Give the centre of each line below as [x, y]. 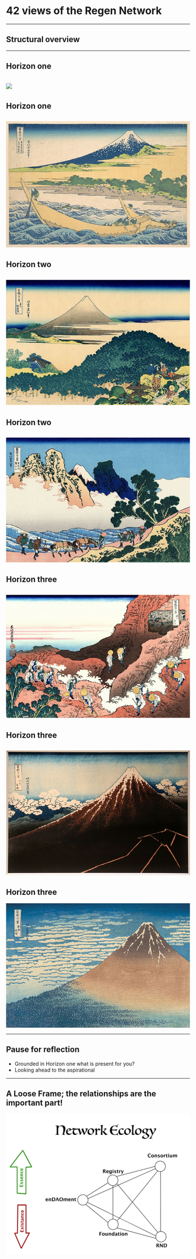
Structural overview [43, 40]
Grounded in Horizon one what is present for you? [75, 1064]
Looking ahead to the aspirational [55, 1070]
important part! [34, 1103]
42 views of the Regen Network [84, 11]
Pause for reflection [43, 1050]
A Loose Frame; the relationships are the [81, 1094]
